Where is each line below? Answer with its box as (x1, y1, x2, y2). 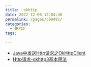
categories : (5, 21, 31, 27)
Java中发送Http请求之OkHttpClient (12, 50, 86, 56)
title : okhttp (5, 7, 38, 13)
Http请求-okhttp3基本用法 (12, 56, 67, 62)
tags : (5, 31, 17, 36)
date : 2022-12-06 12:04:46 (5, 12, 63, 17)
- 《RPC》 (10, 26, 25, 31)
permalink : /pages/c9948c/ (5, 17, 63, 22)
